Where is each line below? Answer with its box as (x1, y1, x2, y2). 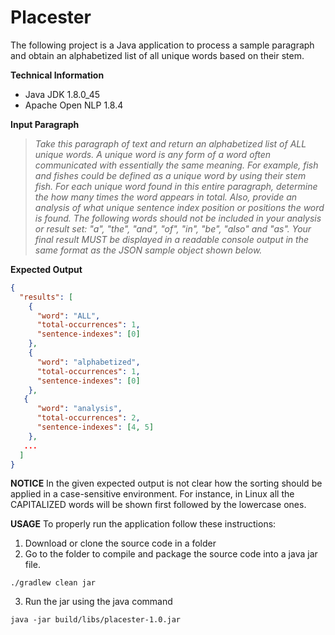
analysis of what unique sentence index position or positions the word (34, 201, 325, 213)
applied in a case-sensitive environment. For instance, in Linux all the (10, 488, 295, 500)
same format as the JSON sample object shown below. (34, 244, 263, 256)
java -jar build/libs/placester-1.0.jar (10, 615, 182, 625)
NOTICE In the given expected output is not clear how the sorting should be (10, 477, 323, 490)
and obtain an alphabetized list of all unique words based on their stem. (10, 49, 305, 61)
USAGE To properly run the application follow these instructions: (10, 518, 277, 530)
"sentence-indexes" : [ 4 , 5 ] (36, 422, 155, 433)
